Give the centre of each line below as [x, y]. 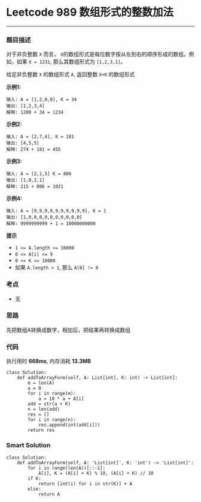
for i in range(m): [52, 393]
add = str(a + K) [49, 404]
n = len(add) [44, 409]
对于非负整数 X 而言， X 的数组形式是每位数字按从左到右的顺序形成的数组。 [98, 54]
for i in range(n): [52, 420]
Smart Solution [28, 446]
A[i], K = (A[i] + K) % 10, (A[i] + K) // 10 [96, 474]
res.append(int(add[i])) [69, 425]
